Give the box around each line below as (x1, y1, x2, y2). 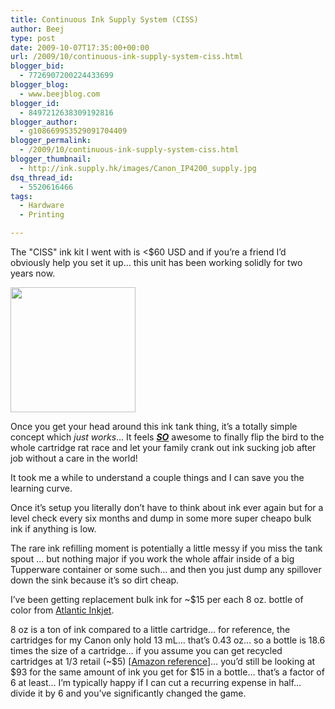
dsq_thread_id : (10, 172, 74, 183)
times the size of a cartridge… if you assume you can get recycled (10, 645, 283, 656)
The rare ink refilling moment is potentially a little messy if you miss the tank (10, 542, 323, 554)
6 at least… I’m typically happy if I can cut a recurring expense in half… (10, 677, 302, 688)
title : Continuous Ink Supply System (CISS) (10, 14, 199, 25)
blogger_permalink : (10, 136, 92, 146)
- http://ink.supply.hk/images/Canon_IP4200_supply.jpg (19, 163, 257, 173)
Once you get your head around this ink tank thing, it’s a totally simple (10, 421, 298, 432)
